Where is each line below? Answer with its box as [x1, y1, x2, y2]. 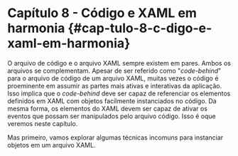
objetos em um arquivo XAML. [7, 140, 96, 149]
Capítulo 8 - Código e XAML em [7, 5, 198, 21]
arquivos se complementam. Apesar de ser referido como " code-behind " [7, 66, 222, 75]
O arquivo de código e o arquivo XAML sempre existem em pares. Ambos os [7, 58, 231, 67]
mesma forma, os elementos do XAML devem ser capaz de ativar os [7, 104, 208, 113]
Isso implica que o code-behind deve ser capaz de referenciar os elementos [7, 89, 231, 98]
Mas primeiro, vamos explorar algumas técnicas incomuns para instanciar [7, 133, 224, 142]
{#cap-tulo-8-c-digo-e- [67, 20, 212, 36]
